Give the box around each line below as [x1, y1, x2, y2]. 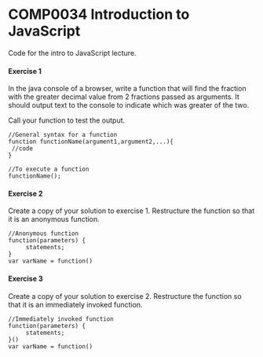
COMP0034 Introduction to [8, 6, 190, 24]
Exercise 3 [8, 274, 43, 283]
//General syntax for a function [8, 131, 118, 139]
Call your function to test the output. [8, 116, 126, 125]
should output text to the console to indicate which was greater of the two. [8, 101, 250, 110]
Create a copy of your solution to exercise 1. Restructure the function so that [8, 206, 255, 215]
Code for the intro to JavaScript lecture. [8, 48, 137, 57]
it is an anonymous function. [8, 215, 100, 224]
